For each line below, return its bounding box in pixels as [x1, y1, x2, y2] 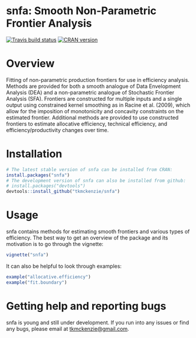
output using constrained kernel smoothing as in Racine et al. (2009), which [6, 101, 191, 109]
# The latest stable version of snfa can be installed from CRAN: [6, 166, 173, 172]
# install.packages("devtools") [6, 183, 86, 189]
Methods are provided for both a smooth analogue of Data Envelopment [6, 83, 181, 90]
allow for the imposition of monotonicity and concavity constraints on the [6, 107, 184, 114]
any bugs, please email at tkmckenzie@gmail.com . [6, 325, 129, 332]
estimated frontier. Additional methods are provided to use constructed [6, 114, 179, 121]
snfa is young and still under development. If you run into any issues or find [6, 319, 190, 326]
